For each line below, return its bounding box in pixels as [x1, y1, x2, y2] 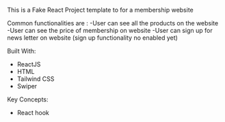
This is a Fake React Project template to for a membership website [7, 6, 194, 14]
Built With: [7, 47, 36, 55]
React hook [16, 109, 50, 117]
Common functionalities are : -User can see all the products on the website [7, 19, 219, 27]
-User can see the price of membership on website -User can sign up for [7, 27, 213, 34]
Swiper [16, 82, 38, 90]
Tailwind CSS [16, 75, 55, 83]
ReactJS [16, 60, 41, 68]
